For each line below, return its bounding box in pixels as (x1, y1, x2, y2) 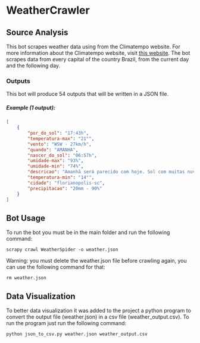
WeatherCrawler (6, 4, 90, 17)
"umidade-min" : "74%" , (27, 163, 84, 170)
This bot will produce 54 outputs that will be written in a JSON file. (6, 91, 169, 98)
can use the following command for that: (6, 263, 105, 271)
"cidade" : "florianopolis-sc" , (27, 180, 105, 186)
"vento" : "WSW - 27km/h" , (27, 141, 92, 147)
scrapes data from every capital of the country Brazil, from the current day (6, 56, 189, 63)
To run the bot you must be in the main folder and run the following (6, 229, 170, 236)
